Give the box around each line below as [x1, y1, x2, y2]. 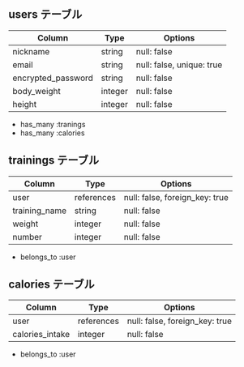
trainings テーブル [8, 153, 100, 168]
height [12, 98, 37, 109]
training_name [12, 205, 67, 216]
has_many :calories [19, 128, 85, 138]
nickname [12, 45, 50, 57]
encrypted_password [12, 72, 93, 83]
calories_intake [12, 329, 71, 340]
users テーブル [8, 7, 83, 22]
